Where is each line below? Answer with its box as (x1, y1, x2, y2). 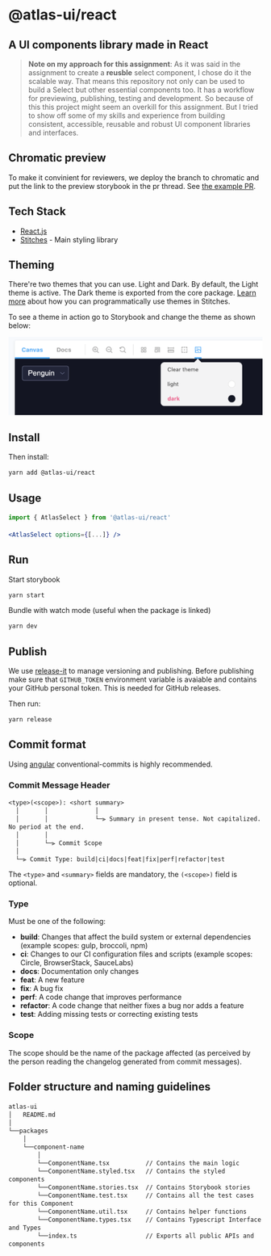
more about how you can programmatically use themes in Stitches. (8, 296, 231, 306)
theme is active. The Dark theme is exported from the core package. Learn (8, 288, 256, 298)
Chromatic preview (8, 151, 106, 165)
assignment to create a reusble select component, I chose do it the (27, 68, 252, 78)
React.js (19, 226, 48, 236)
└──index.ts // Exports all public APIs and (37, 1232, 254, 1240)
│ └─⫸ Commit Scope (15, 839, 102, 847)
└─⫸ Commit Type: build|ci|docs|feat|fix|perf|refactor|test (15, 855, 226, 863)
